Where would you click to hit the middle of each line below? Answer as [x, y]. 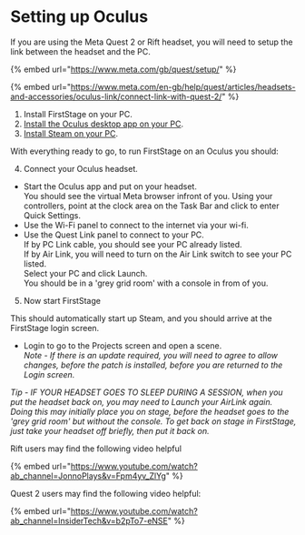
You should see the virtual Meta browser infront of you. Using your [148, 196]
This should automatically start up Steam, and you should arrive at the [141, 318]
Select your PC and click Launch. [85, 273]
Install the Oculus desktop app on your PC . [103, 124]
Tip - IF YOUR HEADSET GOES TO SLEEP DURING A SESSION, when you [147, 392]
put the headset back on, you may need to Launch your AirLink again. [142, 401]
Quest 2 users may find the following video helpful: [106, 493]
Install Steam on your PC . [71, 133]
